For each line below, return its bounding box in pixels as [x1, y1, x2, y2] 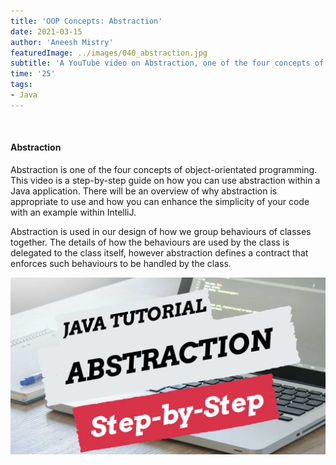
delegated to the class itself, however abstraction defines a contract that [10, 246, 309, 259]
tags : [10, 80, 33, 90]
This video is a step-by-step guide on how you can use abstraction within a [10, 174, 321, 186]
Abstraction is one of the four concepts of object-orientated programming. [10, 163, 318, 175]
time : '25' [10, 69, 56, 79]
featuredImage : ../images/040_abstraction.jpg [10, 48, 208, 58]
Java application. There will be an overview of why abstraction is [10, 185, 278, 197]
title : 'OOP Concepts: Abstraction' [10, 16, 163, 26]
